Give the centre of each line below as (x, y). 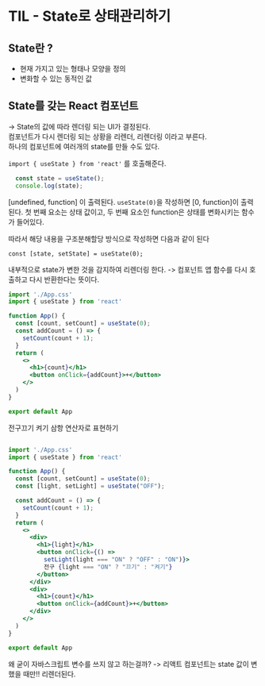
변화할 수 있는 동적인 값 (56, 79)
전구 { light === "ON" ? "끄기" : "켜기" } (108, 567)
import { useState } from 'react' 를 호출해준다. (87, 163)
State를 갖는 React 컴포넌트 (73, 106)
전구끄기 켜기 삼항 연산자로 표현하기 (63, 428)
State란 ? (31, 48)
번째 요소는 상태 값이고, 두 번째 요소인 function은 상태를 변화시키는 (136, 212)
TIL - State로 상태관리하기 (90, 16)
